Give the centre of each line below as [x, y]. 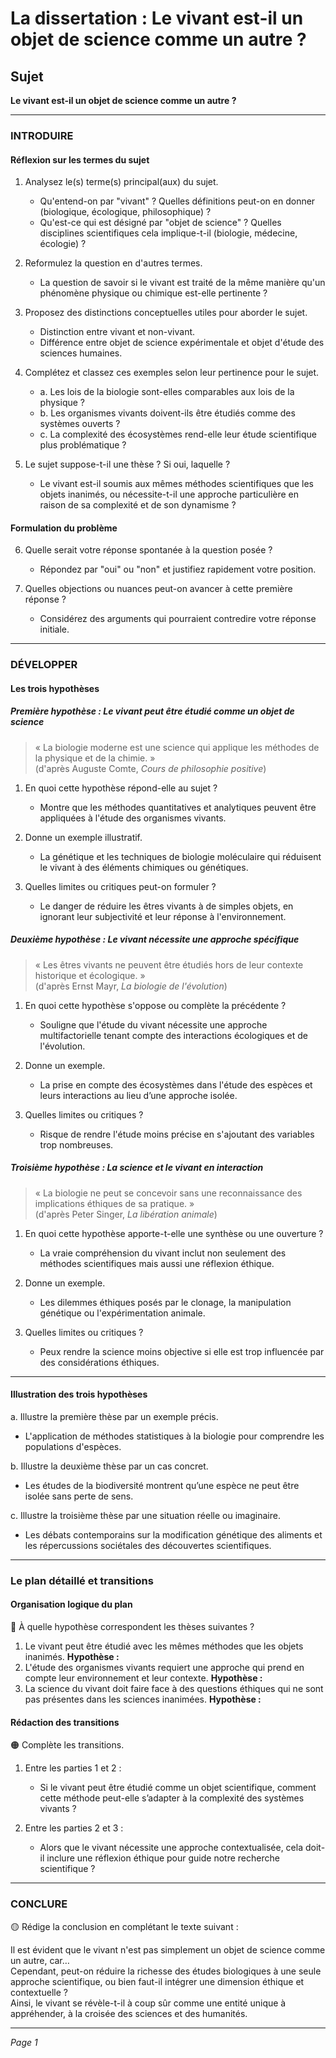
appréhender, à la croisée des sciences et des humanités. [129, 2013]
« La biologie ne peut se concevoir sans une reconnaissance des [168, 1193]
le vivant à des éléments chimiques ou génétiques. [144, 867]
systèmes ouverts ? [80, 424]
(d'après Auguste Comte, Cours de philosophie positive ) [150, 768]
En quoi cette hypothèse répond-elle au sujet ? [121, 788]
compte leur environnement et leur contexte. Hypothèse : [143, 1678]
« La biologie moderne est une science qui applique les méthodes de [177, 747]
